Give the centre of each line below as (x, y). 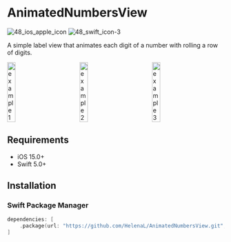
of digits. (20, 52)
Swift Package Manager (48, 205)
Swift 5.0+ (32, 164)
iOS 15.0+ (31, 157)
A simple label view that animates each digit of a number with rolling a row (113, 45)
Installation (32, 186)
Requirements (38, 140)
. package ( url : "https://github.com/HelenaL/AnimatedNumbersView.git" (122, 226)
